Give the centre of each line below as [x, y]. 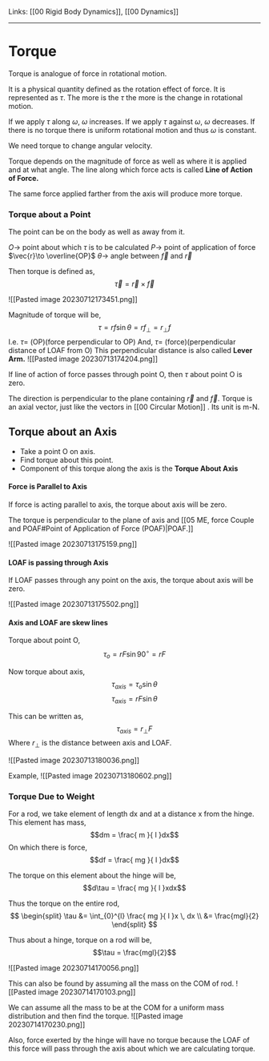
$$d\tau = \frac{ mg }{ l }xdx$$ [134, 888]
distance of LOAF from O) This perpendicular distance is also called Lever [130, 351]
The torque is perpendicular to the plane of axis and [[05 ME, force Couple [131, 520]
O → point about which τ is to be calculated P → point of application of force [132, 247]
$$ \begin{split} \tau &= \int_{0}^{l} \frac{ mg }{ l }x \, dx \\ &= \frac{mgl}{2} [134, 916]
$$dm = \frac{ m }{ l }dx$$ [134, 835]
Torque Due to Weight [52, 797]
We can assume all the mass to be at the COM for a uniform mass [116, 1007]
